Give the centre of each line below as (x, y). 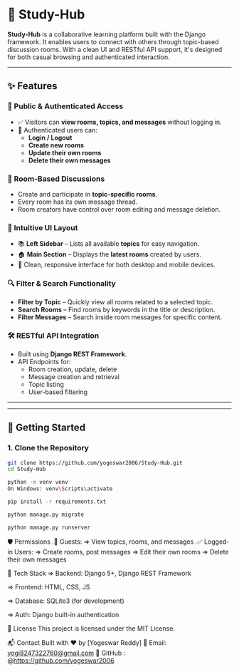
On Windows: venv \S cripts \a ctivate (60, 489)
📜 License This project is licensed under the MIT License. (91, 628)
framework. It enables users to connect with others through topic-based (113, 41)
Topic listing (46, 384)
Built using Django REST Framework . (72, 354)
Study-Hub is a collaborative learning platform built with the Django (107, 34)
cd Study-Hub (27, 470)
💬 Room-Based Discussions (56, 179)
